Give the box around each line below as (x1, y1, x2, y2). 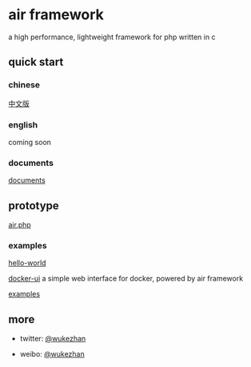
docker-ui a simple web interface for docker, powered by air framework (8, 274, 244, 284)
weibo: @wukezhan (19, 349, 86, 359)
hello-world (8, 258, 46, 268)
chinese (8, 79, 41, 91)
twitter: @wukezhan (19, 334, 86, 344)
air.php (8, 220, 32, 230)
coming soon (8, 137, 52, 147)
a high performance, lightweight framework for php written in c (8, 32, 216, 42)
